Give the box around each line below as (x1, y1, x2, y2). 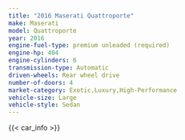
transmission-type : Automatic (8, 64, 110, 72)
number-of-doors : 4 (8, 78, 74, 86)
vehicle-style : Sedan (8, 101, 81, 109)
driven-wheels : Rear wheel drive (8, 71, 120, 79)
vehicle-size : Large (8, 94, 78, 102)
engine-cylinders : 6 (8, 57, 78, 65)
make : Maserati (8, 19, 59, 27)
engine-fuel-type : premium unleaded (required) (8, 42, 171, 50)
